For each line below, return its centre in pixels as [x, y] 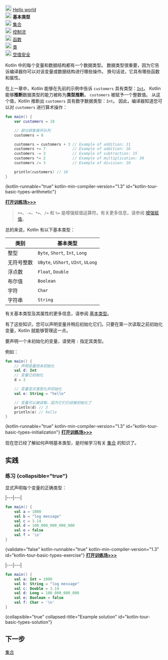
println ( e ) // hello [35, 412]
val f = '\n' [28, 535]
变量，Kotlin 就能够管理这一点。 [38, 330]
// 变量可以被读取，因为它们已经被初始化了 [53, 403]
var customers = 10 [34, 121]
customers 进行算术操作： [41, 107]
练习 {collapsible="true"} [36, 476]
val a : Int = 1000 [33, 579]
